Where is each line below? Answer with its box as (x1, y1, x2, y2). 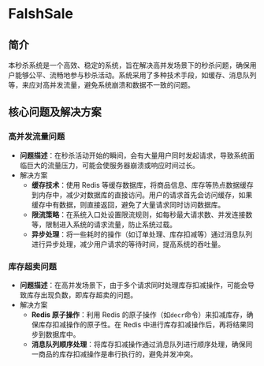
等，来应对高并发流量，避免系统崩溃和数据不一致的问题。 (8, 80, 195, 89)
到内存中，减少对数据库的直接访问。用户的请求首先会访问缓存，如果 (31, 190, 253, 200)
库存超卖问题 (8, 261, 58, 272)
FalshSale (8, 5, 73, 23)
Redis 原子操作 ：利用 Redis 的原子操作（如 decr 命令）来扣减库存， (31, 309, 247, 319)
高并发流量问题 (8, 131, 65, 142)
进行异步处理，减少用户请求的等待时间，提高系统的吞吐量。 (31, 239, 225, 248)
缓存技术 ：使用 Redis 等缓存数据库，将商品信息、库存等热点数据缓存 (31, 180, 254, 189)
